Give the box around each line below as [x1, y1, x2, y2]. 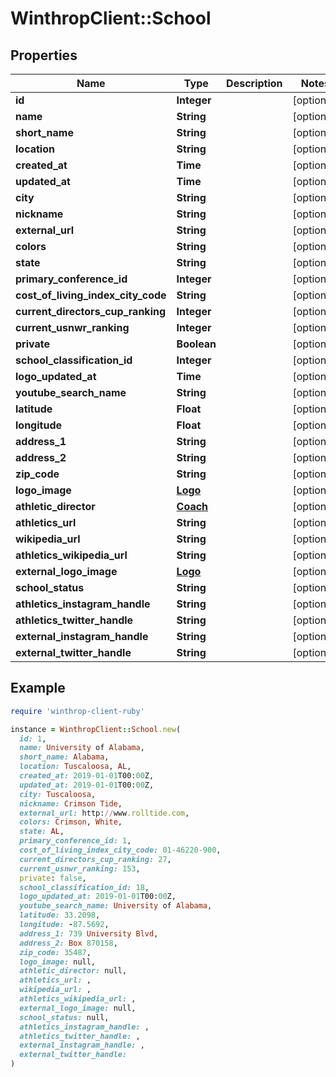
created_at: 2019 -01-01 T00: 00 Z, [19, 771, 155, 781]
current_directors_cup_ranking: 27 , [19, 854, 172, 864]
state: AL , [19, 827, 65, 837]
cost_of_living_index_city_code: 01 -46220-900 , [19, 845, 222, 856]
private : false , [19, 873, 87, 883]
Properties [10, 47, 78, 64]
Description [226, 77, 283, 90]
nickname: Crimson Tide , [19, 798, 123, 809]
